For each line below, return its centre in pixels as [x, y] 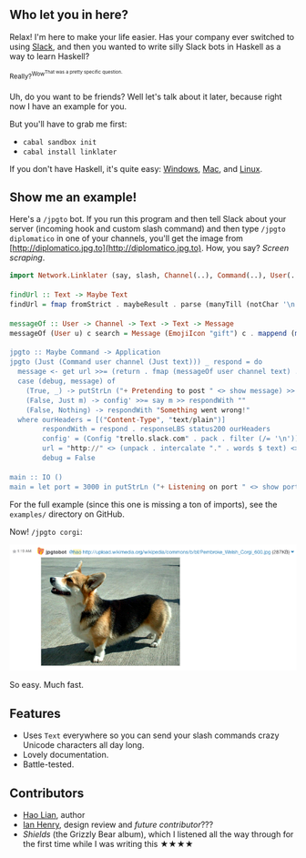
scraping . [27, 257]
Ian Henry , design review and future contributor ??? [118, 824]
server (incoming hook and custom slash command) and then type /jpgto [148, 229]
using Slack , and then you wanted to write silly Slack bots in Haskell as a [145, 46]
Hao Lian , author [54, 814]
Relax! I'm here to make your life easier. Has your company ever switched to [152, 36]
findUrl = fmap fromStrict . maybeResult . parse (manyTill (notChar [144, 305]
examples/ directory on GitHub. [67, 514]
